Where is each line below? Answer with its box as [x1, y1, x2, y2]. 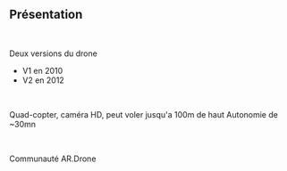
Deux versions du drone [9, 48, 98, 59]
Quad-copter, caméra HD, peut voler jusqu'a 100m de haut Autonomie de [9, 109, 279, 119]
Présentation [9, 7, 83, 22]
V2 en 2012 [21, 75, 64, 85]
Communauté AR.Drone [9, 153, 97, 164]
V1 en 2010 [21, 65, 63, 76]
